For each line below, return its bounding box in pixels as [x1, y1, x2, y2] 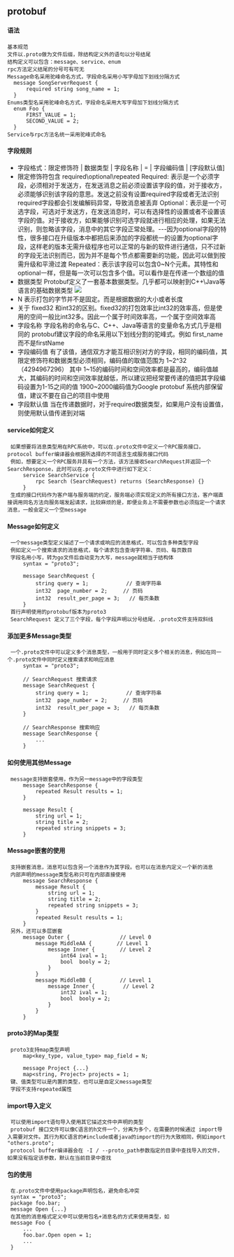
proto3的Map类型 [7, 1029, 59, 1038]
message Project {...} [22, 1065, 89, 1072]
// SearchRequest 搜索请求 [22, 676, 98, 683]
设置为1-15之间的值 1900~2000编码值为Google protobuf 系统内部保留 [23, 382, 224, 391]
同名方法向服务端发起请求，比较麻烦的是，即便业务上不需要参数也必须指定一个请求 [22, 499, 226, 506]
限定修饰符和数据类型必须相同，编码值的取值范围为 [17, 356, 165, 364]
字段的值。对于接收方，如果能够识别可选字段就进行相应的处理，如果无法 [17, 216, 226, 224]
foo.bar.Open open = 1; [22, 1232, 92, 1239]
